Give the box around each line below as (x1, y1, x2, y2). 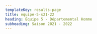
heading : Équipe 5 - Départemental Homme (5, 16, 93, 21)
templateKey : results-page (5, 7, 61, 12)
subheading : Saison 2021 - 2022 (5, 21, 72, 26)
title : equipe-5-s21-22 (5, 12, 55, 17)
